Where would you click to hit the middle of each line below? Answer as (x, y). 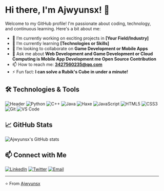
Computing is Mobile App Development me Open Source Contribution (84, 59)
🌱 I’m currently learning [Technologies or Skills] (61, 43)
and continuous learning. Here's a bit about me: (53, 28)
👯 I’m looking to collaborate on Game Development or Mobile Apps (80, 48)
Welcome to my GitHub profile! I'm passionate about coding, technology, (78, 23)
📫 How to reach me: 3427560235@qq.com (57, 64)
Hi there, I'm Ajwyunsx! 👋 (57, 10)
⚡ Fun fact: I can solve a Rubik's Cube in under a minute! (70, 72)
